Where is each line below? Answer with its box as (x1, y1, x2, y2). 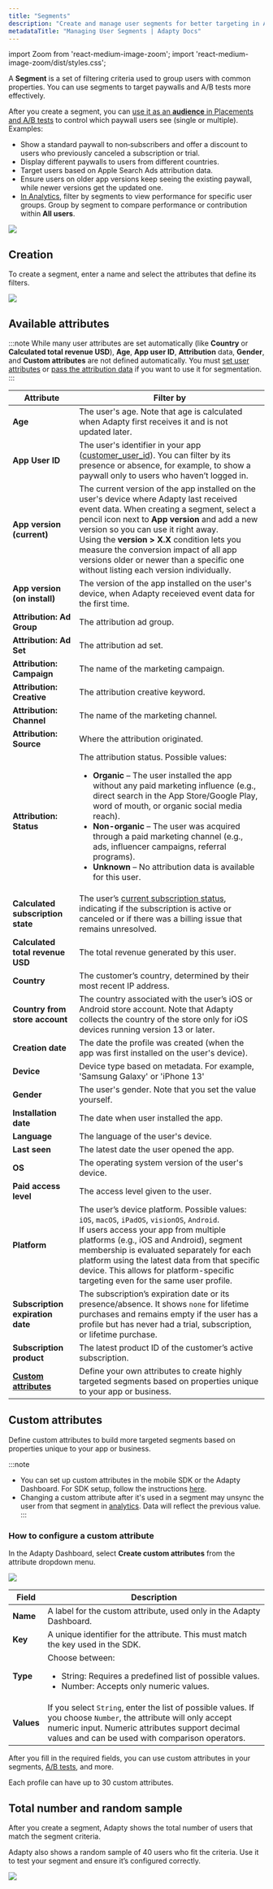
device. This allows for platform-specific (79, 1265, 235, 1276)
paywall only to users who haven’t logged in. (79, 470, 249, 481)
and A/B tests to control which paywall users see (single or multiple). (8, 115, 239, 125)
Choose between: (47, 1652, 115, 1664)
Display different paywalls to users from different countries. (19, 157, 219, 167)
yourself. (79, 1095, 113, 1105)
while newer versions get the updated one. (19, 183, 164, 193)
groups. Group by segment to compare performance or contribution (19, 200, 248, 210)
